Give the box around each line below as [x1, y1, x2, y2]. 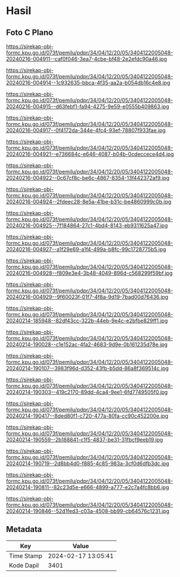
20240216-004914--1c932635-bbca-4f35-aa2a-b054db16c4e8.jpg [6, 79, 171, 86]
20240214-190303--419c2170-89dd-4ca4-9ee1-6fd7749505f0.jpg [6, 388, 168, 395]
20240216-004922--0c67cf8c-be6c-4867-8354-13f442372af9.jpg [6, 175, 170, 181]
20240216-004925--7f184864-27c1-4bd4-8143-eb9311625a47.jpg [6, 222, 168, 229]
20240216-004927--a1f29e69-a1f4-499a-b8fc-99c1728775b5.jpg [6, 246, 167, 252]
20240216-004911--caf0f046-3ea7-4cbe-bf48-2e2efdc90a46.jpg [6, 56, 167, 62]
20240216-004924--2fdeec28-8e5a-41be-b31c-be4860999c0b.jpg [6, 198, 172, 205]
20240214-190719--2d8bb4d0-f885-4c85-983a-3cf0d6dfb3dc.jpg [6, 460, 169, 467]
